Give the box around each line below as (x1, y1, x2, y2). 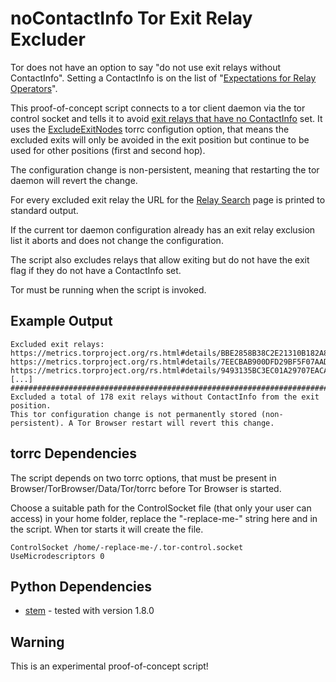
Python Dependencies (10, 578, 152, 595)
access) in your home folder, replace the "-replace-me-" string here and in (10, 512, 318, 524)
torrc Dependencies (10, 445, 138, 462)
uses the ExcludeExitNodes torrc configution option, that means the (10, 123, 290, 135)
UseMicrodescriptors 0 (10, 551, 105, 561)
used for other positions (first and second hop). (10, 144, 206, 156)
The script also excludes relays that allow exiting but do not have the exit (10, 253, 310, 266)
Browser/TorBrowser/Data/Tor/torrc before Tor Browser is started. (10, 482, 282, 494)
